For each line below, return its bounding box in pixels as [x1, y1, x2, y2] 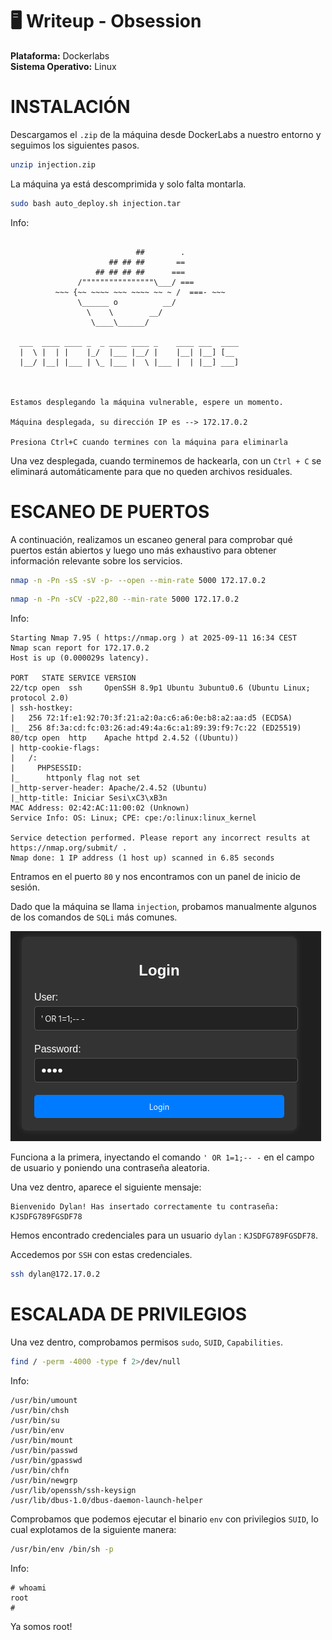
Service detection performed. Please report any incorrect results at [10, 833, 311, 843]
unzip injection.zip [10, 159, 97, 170]
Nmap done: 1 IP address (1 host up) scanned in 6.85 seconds [10, 853, 275, 863]
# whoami [10, 1583, 47, 1593]
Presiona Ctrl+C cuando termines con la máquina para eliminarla [10, 437, 288, 447]
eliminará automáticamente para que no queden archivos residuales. [10, 465, 293, 477]
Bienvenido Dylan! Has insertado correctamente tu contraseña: [10, 1202, 280, 1212]
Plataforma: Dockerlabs [10, 49, 110, 62]
